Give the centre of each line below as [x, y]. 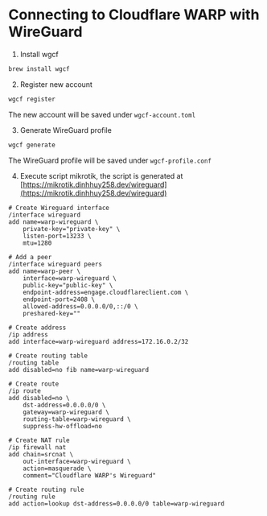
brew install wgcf [39, 69]
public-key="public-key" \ [68, 285]
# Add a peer [30, 257]
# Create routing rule [46, 489]
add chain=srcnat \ [41, 454]
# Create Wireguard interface [59, 208]
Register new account [56, 84]
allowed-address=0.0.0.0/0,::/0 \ [80, 306]
